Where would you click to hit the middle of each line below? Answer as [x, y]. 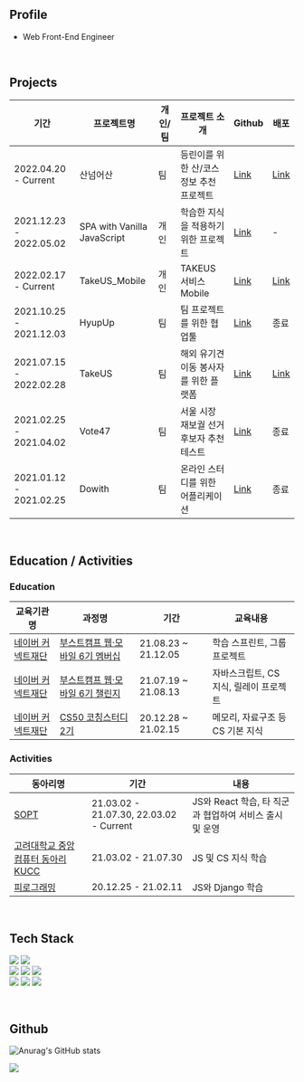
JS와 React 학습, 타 [232, 802]
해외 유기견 [203, 354]
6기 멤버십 [100, 657]
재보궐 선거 [203, 424]
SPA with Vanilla [113, 226]
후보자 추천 [203, 438]
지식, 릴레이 [236, 687]
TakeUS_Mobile [113, 280]
